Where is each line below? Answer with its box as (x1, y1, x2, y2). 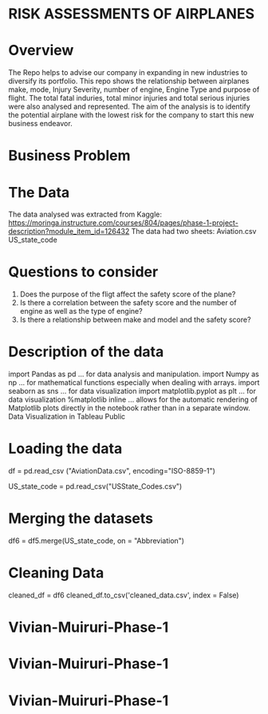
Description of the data (8, 343, 164, 361)
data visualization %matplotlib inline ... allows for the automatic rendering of (8, 395, 258, 404)
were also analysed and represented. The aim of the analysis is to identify (8, 101, 251, 112)
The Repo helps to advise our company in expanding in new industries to (8, 68, 248, 77)
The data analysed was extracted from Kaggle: (8, 209, 162, 220)
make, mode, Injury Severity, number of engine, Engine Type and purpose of (8, 85, 260, 94)
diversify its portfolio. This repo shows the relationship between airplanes (8, 77, 250, 86)
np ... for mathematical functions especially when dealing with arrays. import (8, 378, 260, 387)
